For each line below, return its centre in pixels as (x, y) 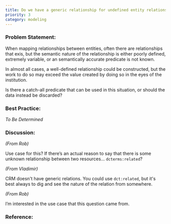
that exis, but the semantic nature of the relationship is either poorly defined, (85, 53)
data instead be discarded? (34, 95)
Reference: (19, 217)
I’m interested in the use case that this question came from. (67, 204)
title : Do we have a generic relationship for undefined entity (75, 10)
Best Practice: (23, 108)
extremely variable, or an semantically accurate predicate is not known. (80, 59)
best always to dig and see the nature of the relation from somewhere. (79, 184)
